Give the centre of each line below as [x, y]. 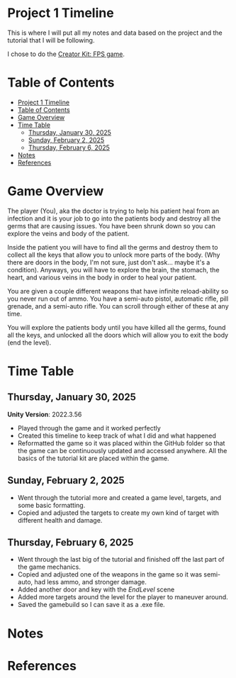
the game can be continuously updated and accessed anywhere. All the [122, 450]
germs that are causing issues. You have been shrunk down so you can [112, 226]
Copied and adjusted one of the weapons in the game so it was [110, 574]
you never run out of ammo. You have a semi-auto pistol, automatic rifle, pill [118, 299]
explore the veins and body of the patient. [68, 233]
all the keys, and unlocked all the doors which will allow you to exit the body [118, 335]
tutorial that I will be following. [51, 40]
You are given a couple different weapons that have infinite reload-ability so [118, 291]
